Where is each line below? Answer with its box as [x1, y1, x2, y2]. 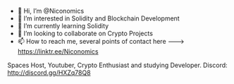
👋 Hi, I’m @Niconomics [17, 7, 85, 15]
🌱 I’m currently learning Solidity [17, 22, 109, 30]
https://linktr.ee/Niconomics [17, 47, 99, 56]
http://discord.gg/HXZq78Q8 [7, 68, 91, 77]
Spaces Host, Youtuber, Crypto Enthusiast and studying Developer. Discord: [7, 61, 228, 69]
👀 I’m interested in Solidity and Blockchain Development [17, 14, 180, 23]
